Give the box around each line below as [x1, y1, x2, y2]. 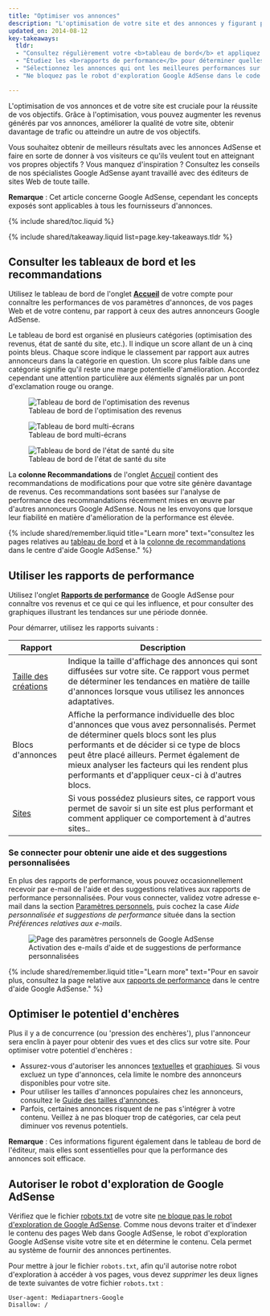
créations [12, 681, 48, 692]
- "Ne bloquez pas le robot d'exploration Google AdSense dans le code [15, 72, 261, 80]
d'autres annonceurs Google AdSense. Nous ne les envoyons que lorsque [8, 504, 253, 514]
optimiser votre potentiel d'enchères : [8, 1045, 133, 1056]
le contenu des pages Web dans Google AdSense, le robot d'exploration [8, 1228, 247, 1238]
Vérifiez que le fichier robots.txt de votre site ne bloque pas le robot [8, 1211, 233, 1221]
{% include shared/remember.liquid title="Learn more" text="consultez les [8, 529, 255, 538]
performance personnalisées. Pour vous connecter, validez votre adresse [8, 892, 252, 903]
